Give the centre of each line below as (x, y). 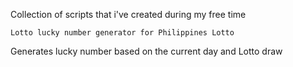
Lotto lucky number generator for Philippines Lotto (122, 33)
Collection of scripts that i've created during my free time (128, 14)
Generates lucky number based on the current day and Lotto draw (146, 51)
